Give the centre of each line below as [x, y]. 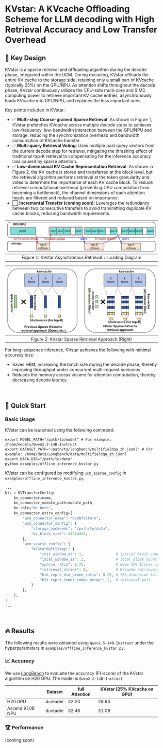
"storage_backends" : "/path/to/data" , [70, 529]
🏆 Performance [24, 728]
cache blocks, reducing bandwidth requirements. [61, 213]
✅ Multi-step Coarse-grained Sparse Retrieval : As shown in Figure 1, [82, 119]
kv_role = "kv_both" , [33, 508]
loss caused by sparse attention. [45, 161]
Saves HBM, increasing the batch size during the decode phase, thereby [84, 365]
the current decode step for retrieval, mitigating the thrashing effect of [82, 151]
